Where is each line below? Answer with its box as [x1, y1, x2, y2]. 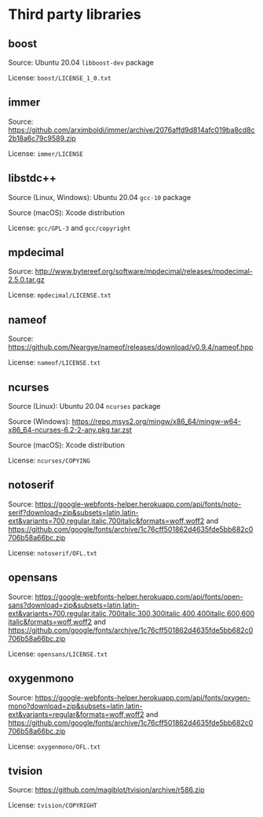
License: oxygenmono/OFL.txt [8, 741, 101, 751]
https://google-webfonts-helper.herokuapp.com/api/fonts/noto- [35, 499, 242, 509]
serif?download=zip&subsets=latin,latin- [8, 507, 139, 517]
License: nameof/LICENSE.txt [8, 358, 101, 367]
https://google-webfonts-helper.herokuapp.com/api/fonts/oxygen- [35, 693, 251, 702]
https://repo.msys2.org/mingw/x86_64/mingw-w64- [71, 417, 242, 426]
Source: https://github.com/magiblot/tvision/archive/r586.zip [8, 785, 206, 795]
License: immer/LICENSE [8, 148, 84, 158]
